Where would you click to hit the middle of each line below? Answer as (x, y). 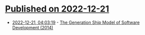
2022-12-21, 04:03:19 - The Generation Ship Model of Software (76, 22)
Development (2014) (33, 27)
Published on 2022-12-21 (57, 9)
